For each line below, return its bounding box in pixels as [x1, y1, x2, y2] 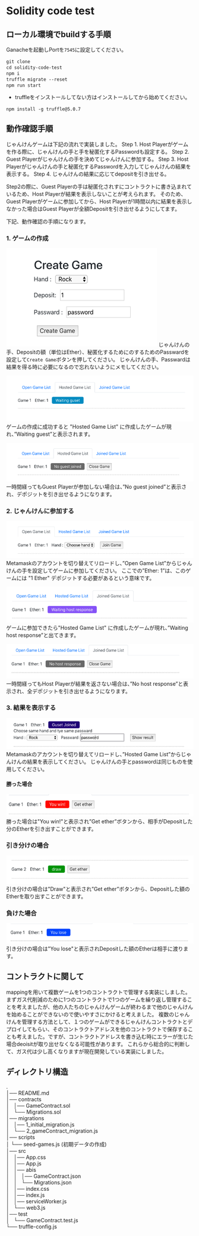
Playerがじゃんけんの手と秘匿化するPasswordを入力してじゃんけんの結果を [6, 163, 191, 170]
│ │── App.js [6, 1159, 42, 1167]
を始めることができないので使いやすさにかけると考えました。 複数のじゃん [6, 1010, 190, 1018]
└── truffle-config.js [6, 1223, 58, 1230]
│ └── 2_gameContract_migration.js [6, 1127, 98, 1134]
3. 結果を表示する [6, 703, 56, 712]
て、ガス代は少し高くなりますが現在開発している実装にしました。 [6, 1048, 168, 1055]
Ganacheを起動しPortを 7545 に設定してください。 [6, 46, 127, 53]
